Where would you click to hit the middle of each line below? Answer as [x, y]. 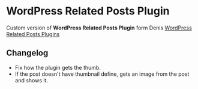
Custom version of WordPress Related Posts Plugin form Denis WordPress [99, 28]
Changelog [27, 53]
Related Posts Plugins [33, 34]
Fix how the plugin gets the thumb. [58, 67]
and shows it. [31, 80]
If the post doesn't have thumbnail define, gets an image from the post [102, 74]
